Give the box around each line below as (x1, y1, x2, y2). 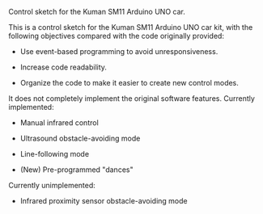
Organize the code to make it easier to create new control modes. (19, 78, 239, 87)
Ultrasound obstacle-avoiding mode (19, 133, 141, 143)
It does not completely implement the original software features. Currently (8, 94, 255, 103)
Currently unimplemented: (8, 181, 95, 190)
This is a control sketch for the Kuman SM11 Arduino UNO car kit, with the (8, 23, 253, 31)
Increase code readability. (19, 62, 108, 72)
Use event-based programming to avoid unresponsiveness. (19, 47, 218, 56)
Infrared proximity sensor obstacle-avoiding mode (19, 196, 188, 205)
